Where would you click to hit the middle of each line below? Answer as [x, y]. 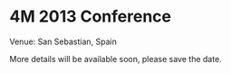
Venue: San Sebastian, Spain [63, 41]
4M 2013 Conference [91, 17]
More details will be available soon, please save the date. [115, 59]
